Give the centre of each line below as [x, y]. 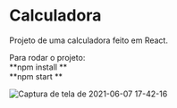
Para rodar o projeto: [47, 57]
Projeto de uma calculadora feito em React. [88, 40]
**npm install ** [38, 67]
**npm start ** [36, 76]
